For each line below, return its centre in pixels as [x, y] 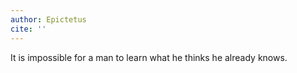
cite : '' [28, 29]
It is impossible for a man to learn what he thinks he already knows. [149, 57]
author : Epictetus [48, 19]
